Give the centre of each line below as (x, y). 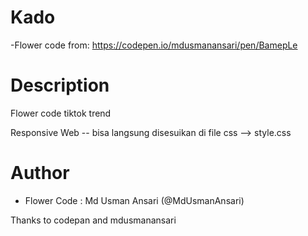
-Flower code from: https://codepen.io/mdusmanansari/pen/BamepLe (154, 45)
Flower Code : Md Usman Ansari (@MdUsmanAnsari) (134, 200)
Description (60, 85)
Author (40, 173)
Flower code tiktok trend (61, 113)
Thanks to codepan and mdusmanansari (93, 220)
